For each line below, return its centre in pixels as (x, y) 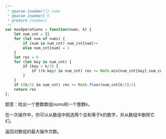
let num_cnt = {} (32, 34)
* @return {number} (27, 20)
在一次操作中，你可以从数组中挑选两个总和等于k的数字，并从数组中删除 (78, 115)
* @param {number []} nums (34, 11)
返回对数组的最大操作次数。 (33, 131)
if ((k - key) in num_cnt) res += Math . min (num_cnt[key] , (90, 71)
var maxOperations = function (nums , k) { (48, 30)
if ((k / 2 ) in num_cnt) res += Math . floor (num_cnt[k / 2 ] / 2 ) (75, 85)
